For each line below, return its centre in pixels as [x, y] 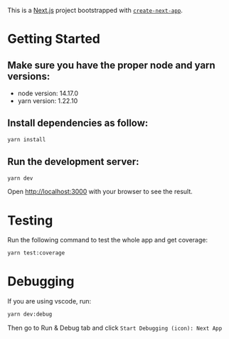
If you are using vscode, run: [49, 301]
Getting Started [54, 39]
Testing [30, 220]
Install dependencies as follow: [78, 123]
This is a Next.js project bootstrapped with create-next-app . [95, 10]
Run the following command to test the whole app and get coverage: [108, 240]
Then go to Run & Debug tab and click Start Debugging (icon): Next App [115, 328]
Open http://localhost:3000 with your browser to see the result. [100, 192]
